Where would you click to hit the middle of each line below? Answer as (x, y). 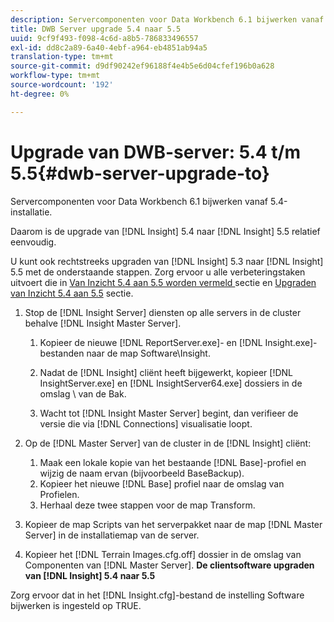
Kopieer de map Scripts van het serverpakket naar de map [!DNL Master (173, 524)
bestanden (62, 353)
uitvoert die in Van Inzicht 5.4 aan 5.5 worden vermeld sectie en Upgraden (163, 282)
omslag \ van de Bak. (83, 393)
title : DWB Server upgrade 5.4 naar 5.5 (96, 29)
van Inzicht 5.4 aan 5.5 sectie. (72, 293)
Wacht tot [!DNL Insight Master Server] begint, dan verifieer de (169, 413)
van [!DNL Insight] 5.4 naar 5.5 (90, 575)
